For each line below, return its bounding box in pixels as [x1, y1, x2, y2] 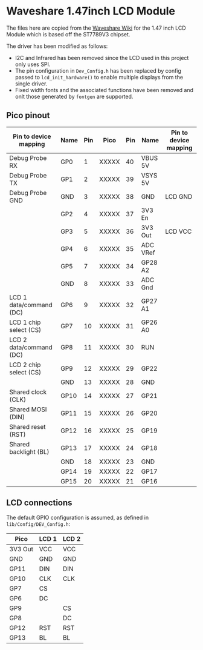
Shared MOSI [9, 405, 47, 413]
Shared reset [9, 422, 46, 431]
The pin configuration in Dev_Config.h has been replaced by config [14, 67, 181, 74]
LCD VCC [165, 227, 192, 236]
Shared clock [9, 388, 47, 396]
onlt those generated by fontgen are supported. [14, 93, 134, 100]
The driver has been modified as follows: [6, 42, 108, 50]
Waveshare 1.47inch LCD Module [6, 4, 175, 18]
